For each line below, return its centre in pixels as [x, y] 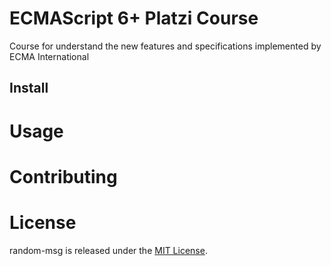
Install [29, 88]
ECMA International [49, 56]
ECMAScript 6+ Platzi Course [134, 18]
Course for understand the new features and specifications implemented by [165, 46]
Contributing [63, 176]
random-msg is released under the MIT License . [108, 250]
